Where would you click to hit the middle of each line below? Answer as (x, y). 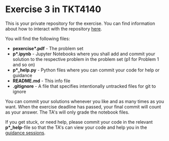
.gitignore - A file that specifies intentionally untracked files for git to (84, 86)
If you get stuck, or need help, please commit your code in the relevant (79, 122)
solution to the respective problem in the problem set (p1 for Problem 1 (86, 59)
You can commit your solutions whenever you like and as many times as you (85, 101)
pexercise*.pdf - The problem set (48, 48)
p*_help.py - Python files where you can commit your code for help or (86, 70)
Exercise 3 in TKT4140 (53, 9)
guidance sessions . (25, 132)
